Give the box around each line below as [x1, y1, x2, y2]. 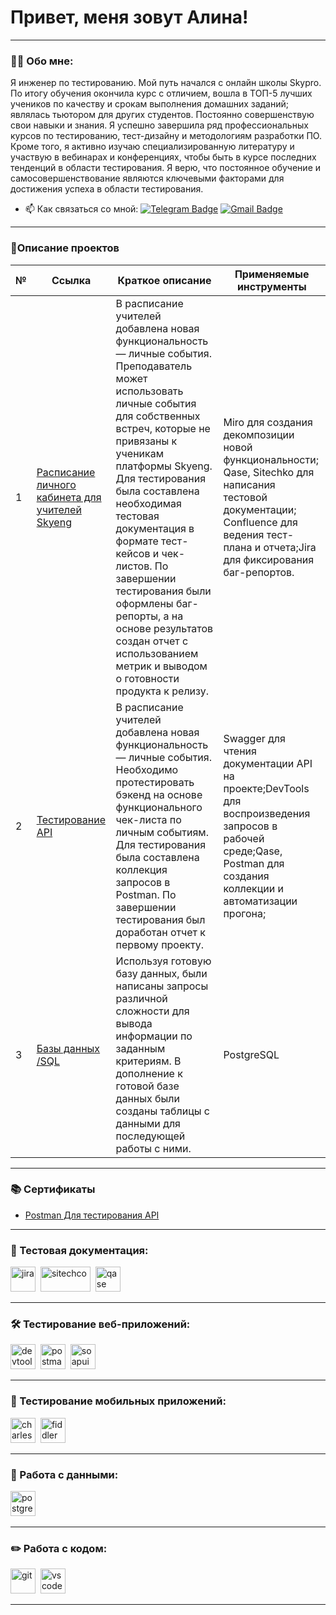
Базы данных [36, 1041, 101, 1055]
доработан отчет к [115, 925, 206, 939]
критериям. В [115, 1054, 182, 1068]
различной [115, 991, 168, 1005]
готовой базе [115, 1079, 180, 1093]
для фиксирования [223, 552, 315, 566]
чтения [223, 744, 257, 758]
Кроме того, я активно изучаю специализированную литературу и [10, 141, 295, 153]
